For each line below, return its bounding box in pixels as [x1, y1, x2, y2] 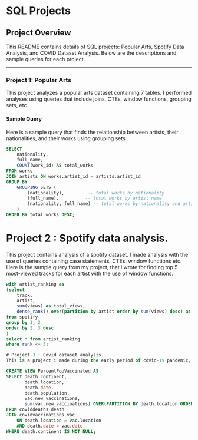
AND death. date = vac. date [16, 423, 83, 429]
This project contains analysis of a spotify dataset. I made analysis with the [6, 251, 189, 258]
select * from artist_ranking [6, 336, 81, 342]
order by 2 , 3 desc [6, 325, 54, 331]
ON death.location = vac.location [16, 417, 101, 424]
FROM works [6, 168, 33, 174]
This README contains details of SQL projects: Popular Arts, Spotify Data [6, 43, 184, 50]
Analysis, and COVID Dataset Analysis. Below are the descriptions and [6, 49, 177, 57]
